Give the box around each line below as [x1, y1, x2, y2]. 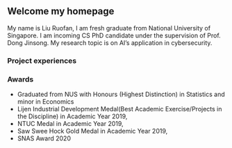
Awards [7, 74, 34, 84]
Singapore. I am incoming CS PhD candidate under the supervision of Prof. [7, 31, 221, 39]
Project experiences [7, 55, 77, 65]
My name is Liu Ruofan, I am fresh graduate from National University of [7, 24, 210, 32]
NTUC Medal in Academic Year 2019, [17, 120, 124, 128]
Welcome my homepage [7, 6, 115, 17]
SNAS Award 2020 [17, 134, 72, 142]
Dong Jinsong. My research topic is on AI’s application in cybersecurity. [7, 38, 213, 47]
